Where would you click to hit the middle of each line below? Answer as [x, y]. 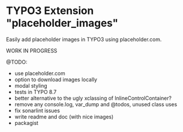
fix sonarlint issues [37, 110]
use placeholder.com [40, 73]
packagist [26, 123]
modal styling [31, 85]
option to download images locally [56, 79]
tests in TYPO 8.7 [35, 92]
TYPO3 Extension [50, 11]
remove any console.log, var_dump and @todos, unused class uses [96, 104]
